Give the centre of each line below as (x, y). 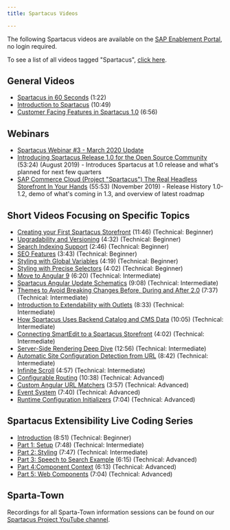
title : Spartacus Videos (43, 13)
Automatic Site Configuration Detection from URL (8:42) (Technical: (113, 356)
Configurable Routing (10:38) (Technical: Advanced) (91, 378)
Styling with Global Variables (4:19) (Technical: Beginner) (97, 261)
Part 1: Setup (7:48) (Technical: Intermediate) (80, 445)
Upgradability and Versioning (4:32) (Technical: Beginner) (99, 239)
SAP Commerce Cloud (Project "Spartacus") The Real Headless (107, 180)
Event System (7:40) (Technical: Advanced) (79, 392)
